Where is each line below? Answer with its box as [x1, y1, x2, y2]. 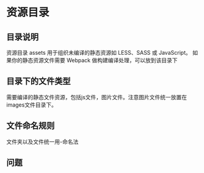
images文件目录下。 [6, 101, 57, 108]
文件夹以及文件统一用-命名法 [6, 138, 79, 145]
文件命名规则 [6, 121, 55, 131]
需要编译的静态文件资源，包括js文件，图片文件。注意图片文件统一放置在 [6, 93, 188, 101]
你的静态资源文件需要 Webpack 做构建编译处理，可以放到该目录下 [11, 57, 178, 64]
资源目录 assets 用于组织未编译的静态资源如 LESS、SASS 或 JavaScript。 [6, 49, 191, 56]
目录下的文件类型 [6, 76, 71, 86]
